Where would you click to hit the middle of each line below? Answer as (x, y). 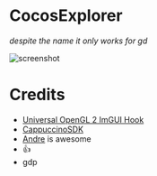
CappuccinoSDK (52, 129)
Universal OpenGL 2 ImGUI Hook (83, 119)
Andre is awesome (57, 139)
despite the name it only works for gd (78, 41)
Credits (37, 95)
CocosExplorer (66, 16)
